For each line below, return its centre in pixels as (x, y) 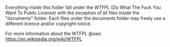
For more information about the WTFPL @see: (54, 33)
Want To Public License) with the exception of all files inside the (72, 13)
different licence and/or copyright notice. (48, 24)
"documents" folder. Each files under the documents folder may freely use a (85, 18)
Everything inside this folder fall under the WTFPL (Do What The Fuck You (83, 7)
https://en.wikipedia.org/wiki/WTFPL (44, 39)
